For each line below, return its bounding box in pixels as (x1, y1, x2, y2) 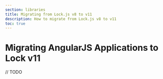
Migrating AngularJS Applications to (5, 42, 159, 53)
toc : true (5, 21, 26, 26)
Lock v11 (5, 53, 41, 64)
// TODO (5, 69, 22, 75)
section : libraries (5, 7, 46, 12)
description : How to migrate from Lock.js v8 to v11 (5, 16, 117, 21)
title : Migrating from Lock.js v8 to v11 (5, 12, 92, 17)
